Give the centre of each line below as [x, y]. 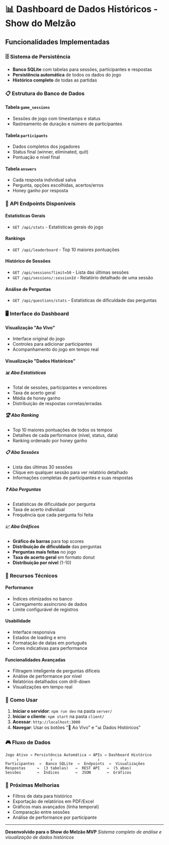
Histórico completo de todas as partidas [55, 80]
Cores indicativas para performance [50, 648]
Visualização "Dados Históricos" [40, 361]
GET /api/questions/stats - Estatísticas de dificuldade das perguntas [84, 300]
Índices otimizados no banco [43, 598]
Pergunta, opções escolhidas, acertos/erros [58, 185]
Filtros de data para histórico [42, 796]
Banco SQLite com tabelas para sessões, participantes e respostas [82, 69]
